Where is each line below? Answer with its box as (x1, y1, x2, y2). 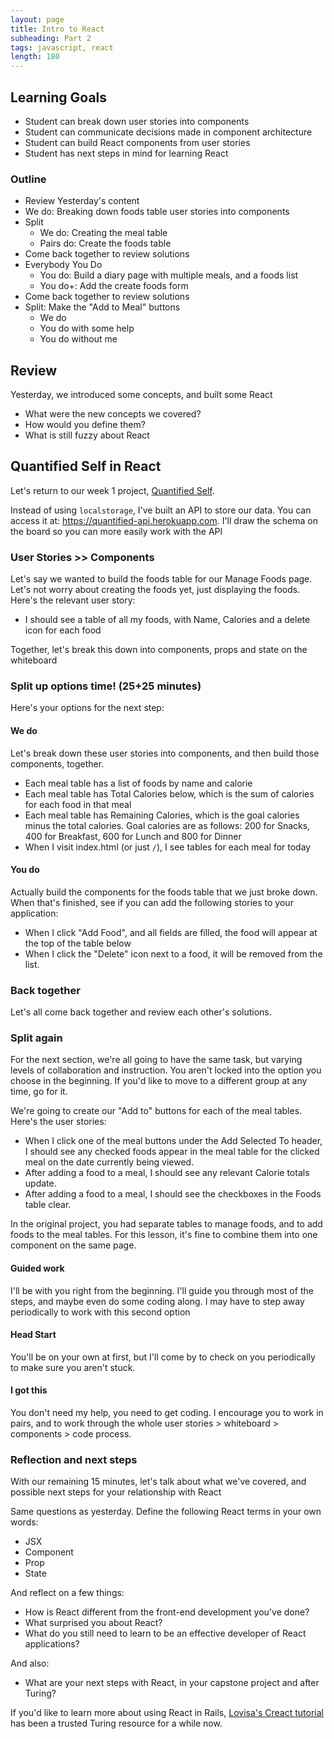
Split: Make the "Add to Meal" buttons (24, 301, 181, 313)
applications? (24, 1638, 80, 1650)
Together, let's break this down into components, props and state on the (10, 644, 308, 656)
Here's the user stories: (10, 1116, 107, 1128)
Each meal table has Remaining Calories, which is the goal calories (24, 809, 300, 821)
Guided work (10, 1262, 65, 1275)
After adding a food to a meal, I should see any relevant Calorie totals (24, 1167, 310, 1179)
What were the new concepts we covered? (24, 408, 202, 420)
